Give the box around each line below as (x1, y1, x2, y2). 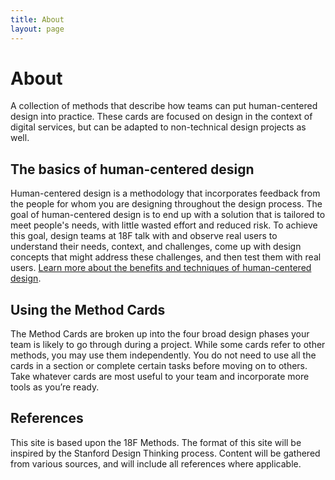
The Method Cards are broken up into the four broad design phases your (10, 328, 310, 340)
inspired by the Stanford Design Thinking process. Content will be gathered (10, 447, 321, 459)
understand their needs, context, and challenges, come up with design (10, 241, 302, 253)
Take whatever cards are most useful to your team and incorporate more (10, 371, 310, 383)
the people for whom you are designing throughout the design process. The (10, 198, 323, 210)
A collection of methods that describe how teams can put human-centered (10, 100, 318, 112)
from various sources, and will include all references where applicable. (10, 457, 302, 470)
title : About (10, 14, 65, 25)
